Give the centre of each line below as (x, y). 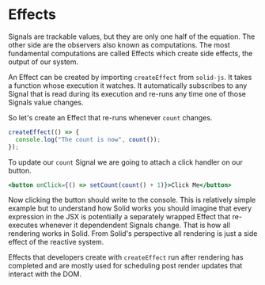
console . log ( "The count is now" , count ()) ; (88, 139)
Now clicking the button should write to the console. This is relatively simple (132, 200)
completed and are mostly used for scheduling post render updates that (125, 266)
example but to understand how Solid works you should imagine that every (130, 208)
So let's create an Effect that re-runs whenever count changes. (110, 117)
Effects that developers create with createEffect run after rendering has (126, 257)
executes (23, 225)
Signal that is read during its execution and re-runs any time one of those (127, 93)
